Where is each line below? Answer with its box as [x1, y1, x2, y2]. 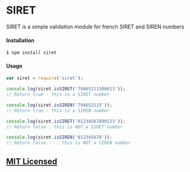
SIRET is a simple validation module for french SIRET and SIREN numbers [6, 23, 185, 30]
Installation [6, 37, 34, 44]
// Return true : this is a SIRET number [6, 92, 110, 98]
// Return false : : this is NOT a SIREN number [6, 140, 131, 146]
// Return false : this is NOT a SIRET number [6, 124, 123, 130]
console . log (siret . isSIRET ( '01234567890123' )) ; [6, 118, 126, 124]
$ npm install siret [6, 50, 57, 56]
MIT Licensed [6, 156, 57, 166]
